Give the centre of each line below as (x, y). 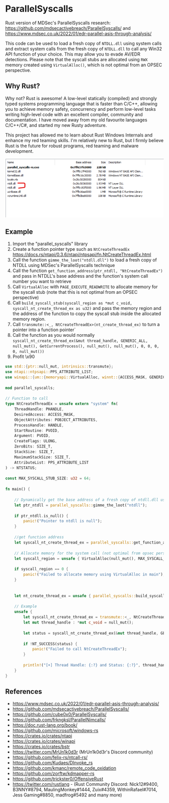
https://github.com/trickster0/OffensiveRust (58, 779)
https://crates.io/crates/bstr (41, 747)
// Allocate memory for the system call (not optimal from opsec (84, 553)
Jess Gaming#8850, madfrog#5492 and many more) (67, 795)
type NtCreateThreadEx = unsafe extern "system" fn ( (62, 404)
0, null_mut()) (28, 352)
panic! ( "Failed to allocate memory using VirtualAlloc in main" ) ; (94, 574)
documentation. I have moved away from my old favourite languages (76, 120)
